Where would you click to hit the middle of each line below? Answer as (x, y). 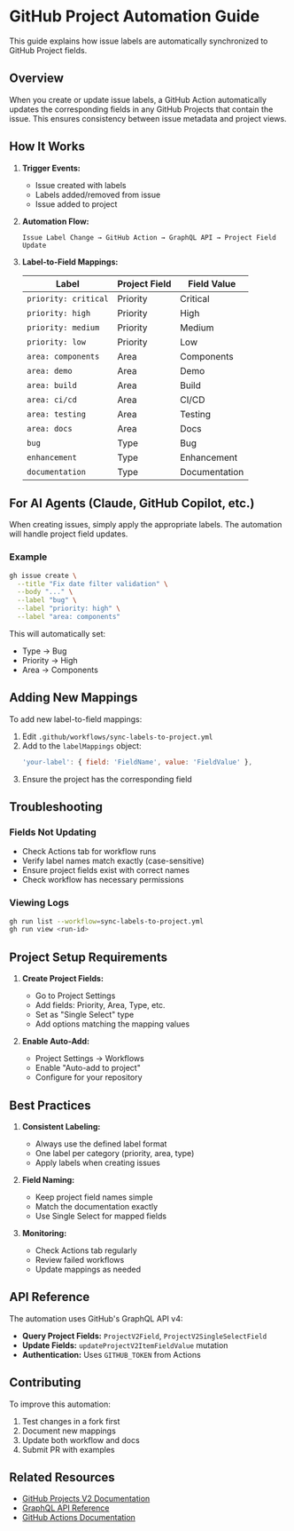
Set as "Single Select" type (85, 1015)
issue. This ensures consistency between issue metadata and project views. (148, 118)
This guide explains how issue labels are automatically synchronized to (139, 41)
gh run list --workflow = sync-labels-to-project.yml (106, 921)
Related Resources (62, 1477)
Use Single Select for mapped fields (101, 1216)
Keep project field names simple (94, 1197)
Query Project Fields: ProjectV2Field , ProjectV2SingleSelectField (144, 1336)
